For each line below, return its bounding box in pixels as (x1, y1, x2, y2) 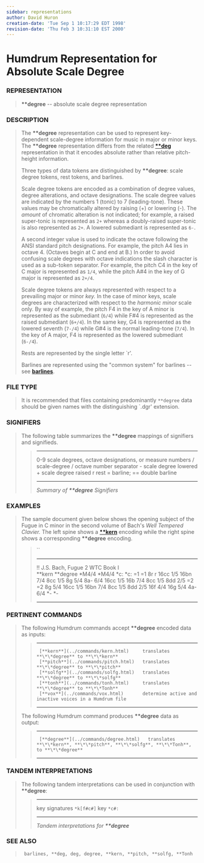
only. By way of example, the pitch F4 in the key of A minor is (21, 305, 175, 313)
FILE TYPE (6, 383, 38, 391)
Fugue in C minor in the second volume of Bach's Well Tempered (21, 522, 184, 529)
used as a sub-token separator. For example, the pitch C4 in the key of (21, 262, 198, 269)
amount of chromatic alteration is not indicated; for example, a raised (21, 211, 194, 219)
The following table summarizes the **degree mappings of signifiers (21, 432, 194, 439)
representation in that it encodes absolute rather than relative (21, 149, 175, 156)
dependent (21, 136, 49, 143)
